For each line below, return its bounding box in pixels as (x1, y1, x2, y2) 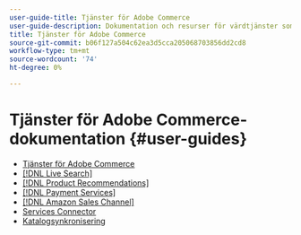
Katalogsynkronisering (21, 215, 106, 226)
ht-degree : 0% (9, 64, 63, 73)
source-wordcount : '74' (9, 55, 99, 64)
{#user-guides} (128, 129, 248, 149)
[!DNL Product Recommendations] (21, 177, 150, 188)
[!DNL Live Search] (21, 168, 92, 178)
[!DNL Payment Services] (21, 187, 116, 197)
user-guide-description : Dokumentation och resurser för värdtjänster (9, 22, 279, 30)
